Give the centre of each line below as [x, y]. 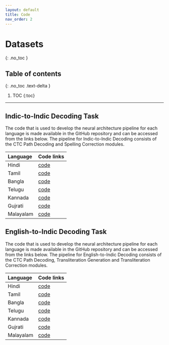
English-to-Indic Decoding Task [56, 232]
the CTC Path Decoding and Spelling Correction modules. [65, 144]
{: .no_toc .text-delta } [28, 86]
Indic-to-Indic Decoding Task [52, 116]
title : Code [18, 15]
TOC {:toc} [24, 95]
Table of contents [33, 74]
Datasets [24, 44]
